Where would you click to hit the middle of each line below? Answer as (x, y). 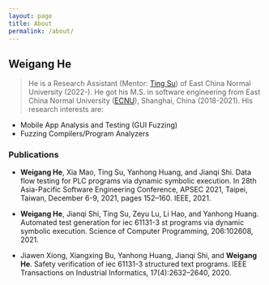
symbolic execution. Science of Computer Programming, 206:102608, (137, 231)
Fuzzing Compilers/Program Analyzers (85, 134)
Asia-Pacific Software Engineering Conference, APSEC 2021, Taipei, (134, 190)
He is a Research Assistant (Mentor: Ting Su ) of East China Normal (139, 84)
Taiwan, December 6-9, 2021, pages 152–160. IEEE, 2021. (115, 198)
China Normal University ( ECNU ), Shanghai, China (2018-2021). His (141, 101)
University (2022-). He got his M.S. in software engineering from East (144, 92)
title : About (30, 24)
